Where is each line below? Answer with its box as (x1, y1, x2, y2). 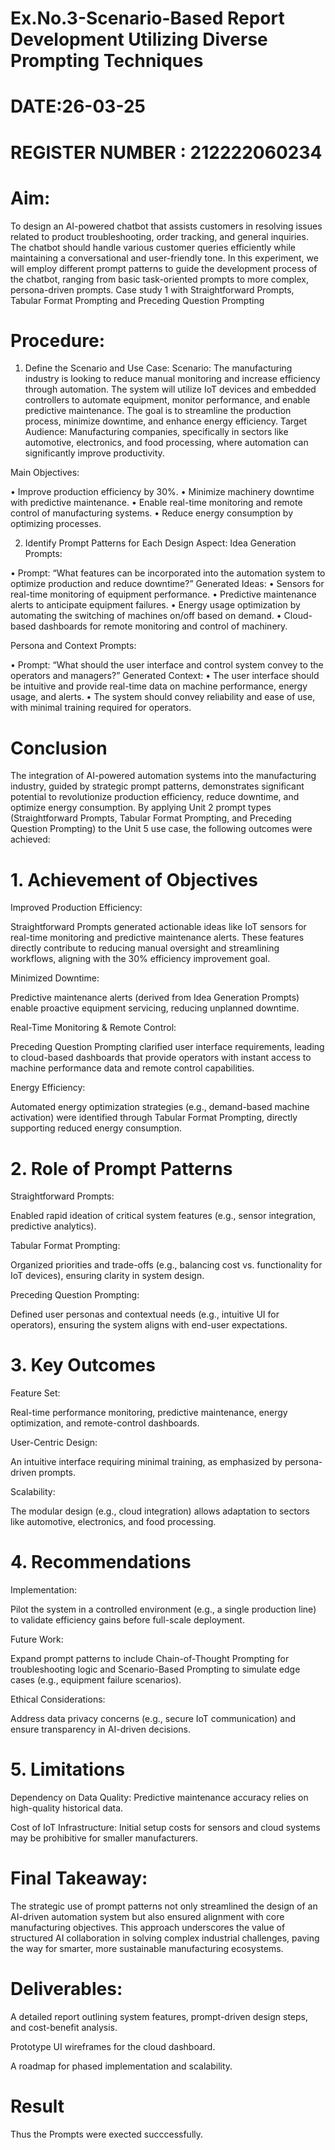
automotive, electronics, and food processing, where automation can (24, 437, 309, 449)
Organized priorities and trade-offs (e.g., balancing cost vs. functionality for (10, 1259, 323, 1271)
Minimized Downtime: (10, 972, 100, 984)
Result (10, 2095, 65, 2118)
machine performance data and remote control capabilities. (10, 1062, 255, 1074)
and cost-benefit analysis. (10, 2021, 118, 2033)
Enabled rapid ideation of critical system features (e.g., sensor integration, (10, 1210, 317, 1222)
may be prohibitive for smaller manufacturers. (10, 1832, 198, 1844)
